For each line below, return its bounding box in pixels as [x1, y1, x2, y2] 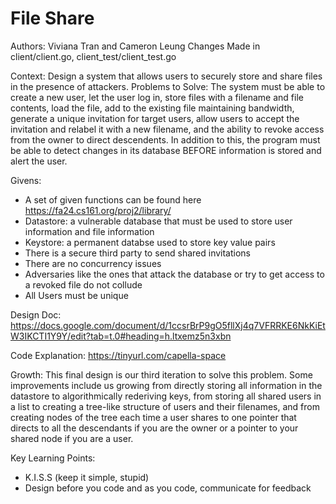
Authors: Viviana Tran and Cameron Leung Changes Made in [10, 40, 261, 52]
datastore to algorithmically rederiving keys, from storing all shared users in [10, 390, 322, 402]
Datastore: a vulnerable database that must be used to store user [24, 215, 293, 227]
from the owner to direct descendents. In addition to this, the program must [10, 133, 321, 146]
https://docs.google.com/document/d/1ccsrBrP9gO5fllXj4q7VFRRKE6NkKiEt [10, 319, 326, 331]
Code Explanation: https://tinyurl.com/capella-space [10, 349, 227, 361]
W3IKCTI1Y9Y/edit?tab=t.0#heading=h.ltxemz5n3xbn [10, 330, 232, 342]
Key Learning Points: [10, 452, 96, 464]
